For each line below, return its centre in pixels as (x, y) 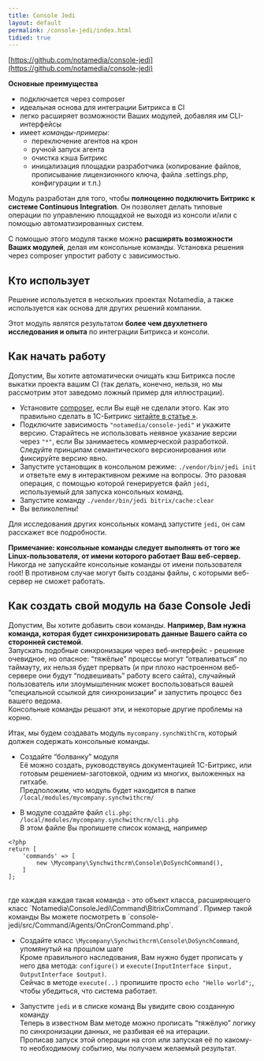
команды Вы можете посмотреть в (67, 916)
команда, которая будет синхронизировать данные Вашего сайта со (128, 633)
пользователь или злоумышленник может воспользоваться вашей (121, 684)
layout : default (35, 23)
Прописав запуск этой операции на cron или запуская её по (121, 1040)
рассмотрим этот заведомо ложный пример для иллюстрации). (116, 392)
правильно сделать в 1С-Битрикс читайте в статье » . (109, 416)
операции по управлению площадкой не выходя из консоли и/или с (123, 215)
